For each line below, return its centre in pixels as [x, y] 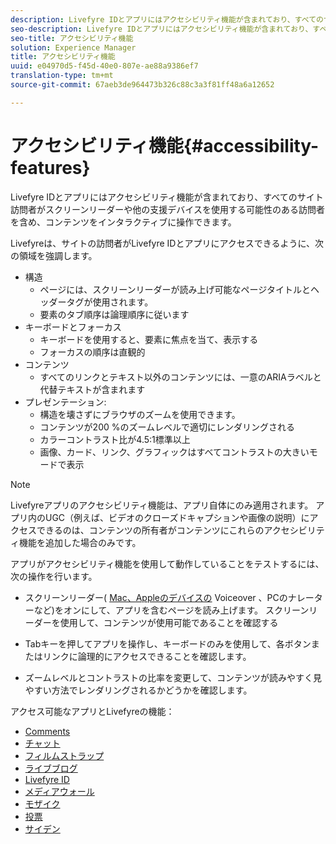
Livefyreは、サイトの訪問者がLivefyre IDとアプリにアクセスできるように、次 [167, 243]
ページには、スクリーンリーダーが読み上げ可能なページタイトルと [175, 289]
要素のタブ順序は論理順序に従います [114, 314]
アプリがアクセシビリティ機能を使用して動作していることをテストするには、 [167, 563]
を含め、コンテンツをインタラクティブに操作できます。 [123, 222]
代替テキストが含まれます [92, 389]
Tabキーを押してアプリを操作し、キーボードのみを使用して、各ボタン [168, 643]
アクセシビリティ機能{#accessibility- [165, 145]
